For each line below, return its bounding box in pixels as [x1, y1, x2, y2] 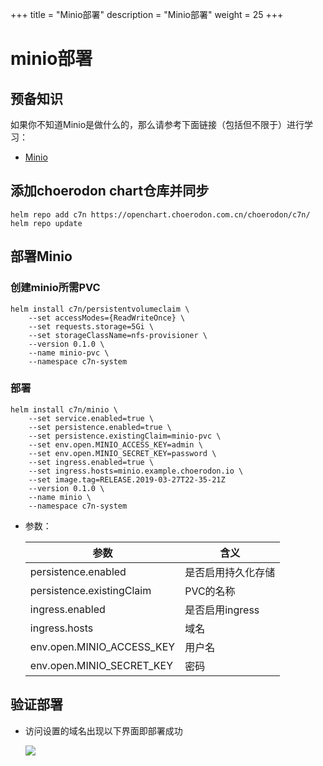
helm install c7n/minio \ [10, 404, 118, 415]
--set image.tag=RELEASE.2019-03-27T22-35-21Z [28, 474, 226, 485]
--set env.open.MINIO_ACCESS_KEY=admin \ [28, 439, 203, 450]
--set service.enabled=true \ [28, 413, 155, 423]
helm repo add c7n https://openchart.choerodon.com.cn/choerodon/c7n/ [10, 209, 311, 220]
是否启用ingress [184, 603, 260, 617]
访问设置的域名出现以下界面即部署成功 [24, 724, 183, 737]
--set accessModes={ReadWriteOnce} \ [28, 313, 186, 323]
